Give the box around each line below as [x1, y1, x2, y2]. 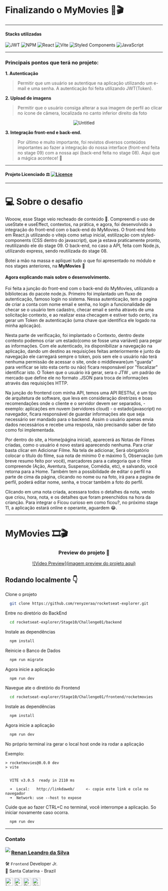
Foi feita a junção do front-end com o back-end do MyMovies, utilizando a [5, 285, 158, 291]
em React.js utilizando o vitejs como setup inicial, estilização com [5, 231, 140, 238]
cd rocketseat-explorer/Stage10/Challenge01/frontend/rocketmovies [9, 694, 153, 699]
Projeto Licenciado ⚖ [5, 171, 50, 177]
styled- [140, 231, 156, 238]
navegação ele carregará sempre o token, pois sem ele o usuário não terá [5, 353, 157, 359]
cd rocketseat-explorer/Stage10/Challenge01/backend [9, 619, 122, 624]
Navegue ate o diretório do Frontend [5, 685, 80, 691]
